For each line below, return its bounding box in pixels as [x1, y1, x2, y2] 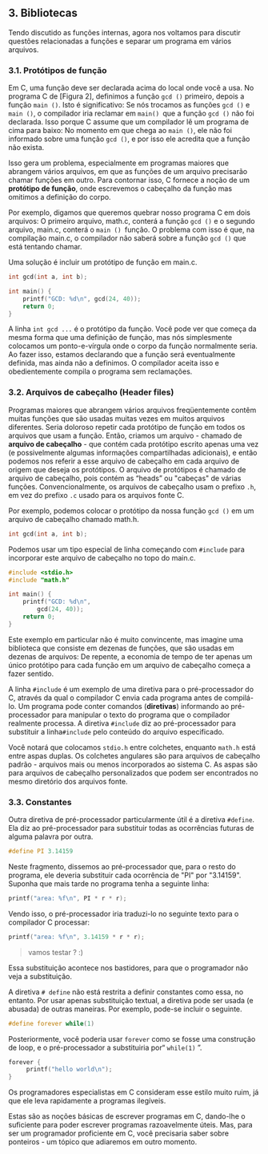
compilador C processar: [8, 917, 90, 927]
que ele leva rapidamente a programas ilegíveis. [8, 1096, 166, 1106]
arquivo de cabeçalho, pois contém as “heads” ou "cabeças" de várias [8, 473, 242, 483]
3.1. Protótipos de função [8, 64, 107, 75]
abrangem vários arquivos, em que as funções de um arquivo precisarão [8, 167, 248, 176]
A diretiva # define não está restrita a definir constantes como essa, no [8, 986, 244, 997]
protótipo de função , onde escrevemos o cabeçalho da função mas [8, 184, 233, 193]
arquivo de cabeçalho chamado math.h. [8, 514, 139, 524]
